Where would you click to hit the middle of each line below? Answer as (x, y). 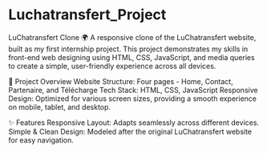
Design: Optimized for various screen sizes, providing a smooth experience (132, 99)
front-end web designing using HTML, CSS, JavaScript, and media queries (131, 57)
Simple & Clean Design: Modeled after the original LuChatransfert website (130, 131)
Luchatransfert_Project (87, 15)
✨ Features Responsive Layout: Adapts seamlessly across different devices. (133, 123)
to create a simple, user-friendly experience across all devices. (112, 66)
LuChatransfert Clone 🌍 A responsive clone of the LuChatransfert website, (132, 37)
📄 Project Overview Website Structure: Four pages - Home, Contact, (121, 81)
